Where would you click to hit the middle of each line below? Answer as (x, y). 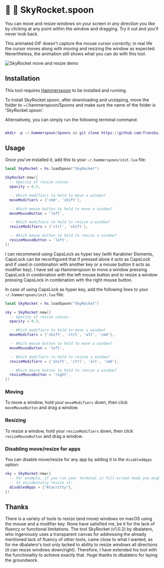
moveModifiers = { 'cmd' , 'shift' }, (46, 200)
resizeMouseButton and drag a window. (44, 436)
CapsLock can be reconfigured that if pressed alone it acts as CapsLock (78, 259)
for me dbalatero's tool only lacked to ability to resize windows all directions (81, 545)
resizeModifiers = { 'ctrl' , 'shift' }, (49, 227)
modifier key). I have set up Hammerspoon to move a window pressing (76, 269)
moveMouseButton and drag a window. (42, 408)
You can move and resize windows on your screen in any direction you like (80, 23)
